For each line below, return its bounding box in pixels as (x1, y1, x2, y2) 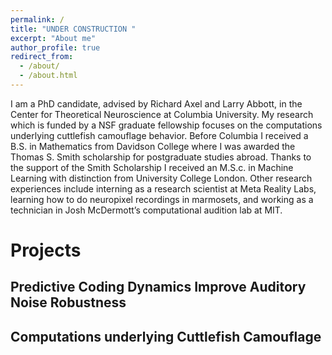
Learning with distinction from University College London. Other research (10, 172, 313, 184)
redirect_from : (10, 52, 74, 62)
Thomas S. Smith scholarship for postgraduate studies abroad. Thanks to (10, 151, 312, 163)
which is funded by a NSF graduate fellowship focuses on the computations (10, 119, 323, 131)
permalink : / (10, 14, 65, 25)
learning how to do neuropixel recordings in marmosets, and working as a (10, 193, 314, 205)
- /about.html (19, 71, 78, 81)
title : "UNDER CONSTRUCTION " (10, 24, 137, 34)
